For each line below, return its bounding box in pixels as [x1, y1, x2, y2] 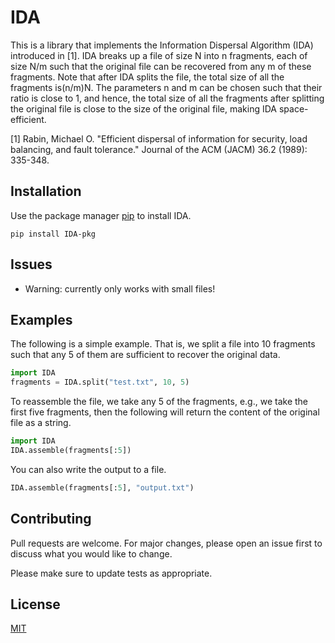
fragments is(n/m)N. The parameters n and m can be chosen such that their [10, 81, 323, 93]
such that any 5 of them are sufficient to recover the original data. [10, 349, 281, 361]
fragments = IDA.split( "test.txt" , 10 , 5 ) [10, 377, 190, 388]
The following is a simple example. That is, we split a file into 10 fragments [10, 338, 316, 350]
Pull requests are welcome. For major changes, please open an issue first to [10, 537, 323, 549]
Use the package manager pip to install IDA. [10, 209, 192, 221]
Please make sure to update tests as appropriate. [10, 567, 213, 579]
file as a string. [10, 417, 72, 429]
